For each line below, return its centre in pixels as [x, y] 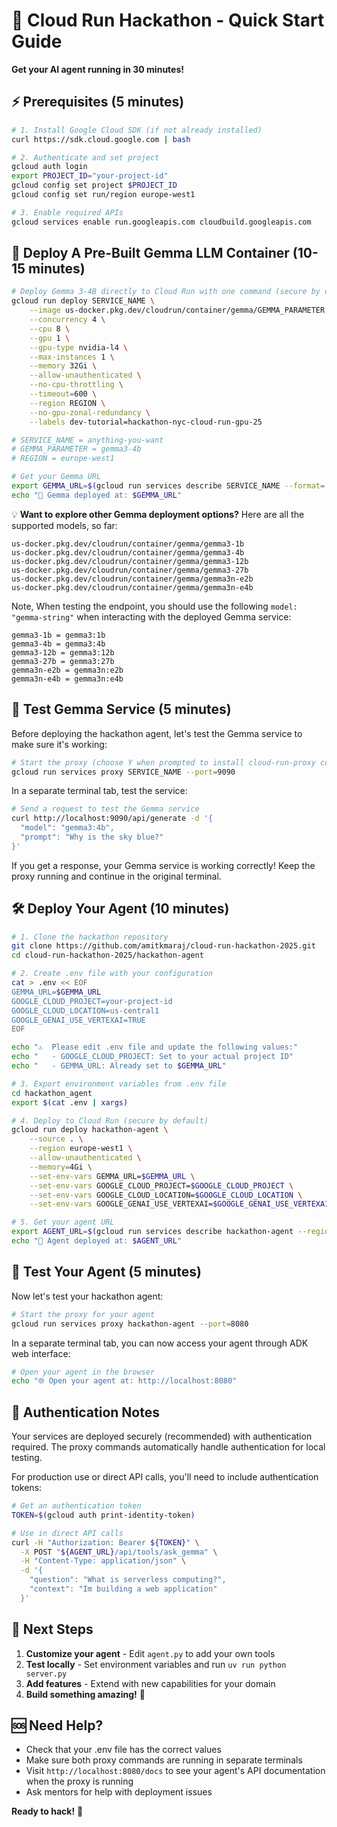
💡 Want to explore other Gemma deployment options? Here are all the [158, 514]
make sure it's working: [59, 744]
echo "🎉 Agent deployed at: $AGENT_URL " [97, 1241]
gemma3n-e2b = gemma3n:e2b [67, 670]
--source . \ [56, 1139]
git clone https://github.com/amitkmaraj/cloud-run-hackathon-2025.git [163, 946]
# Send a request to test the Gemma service [105, 809]
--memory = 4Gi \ [61, 1167]
